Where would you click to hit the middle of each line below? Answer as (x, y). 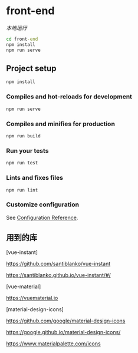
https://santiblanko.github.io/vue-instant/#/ (58, 275)
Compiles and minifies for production (60, 124)
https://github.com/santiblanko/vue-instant (58, 263)
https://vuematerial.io (32, 298)
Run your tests (27, 150)
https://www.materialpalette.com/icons (54, 344)
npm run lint (22, 190)
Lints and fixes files (35, 178)
